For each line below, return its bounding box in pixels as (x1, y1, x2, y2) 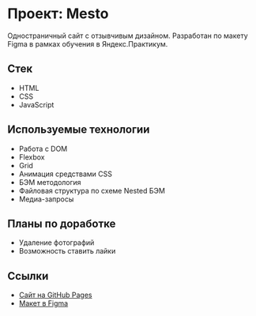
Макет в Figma (18, 299, 69, 308)
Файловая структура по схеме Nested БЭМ (18, 186, 165, 195)
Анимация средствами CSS (18, 169, 112, 179)
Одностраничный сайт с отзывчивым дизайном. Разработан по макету (7, 31, 248, 40)
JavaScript (18, 100, 55, 109)
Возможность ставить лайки (18, 246, 116, 256)
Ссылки (7, 269, 49, 283)
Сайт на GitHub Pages (18, 290, 92, 300)
